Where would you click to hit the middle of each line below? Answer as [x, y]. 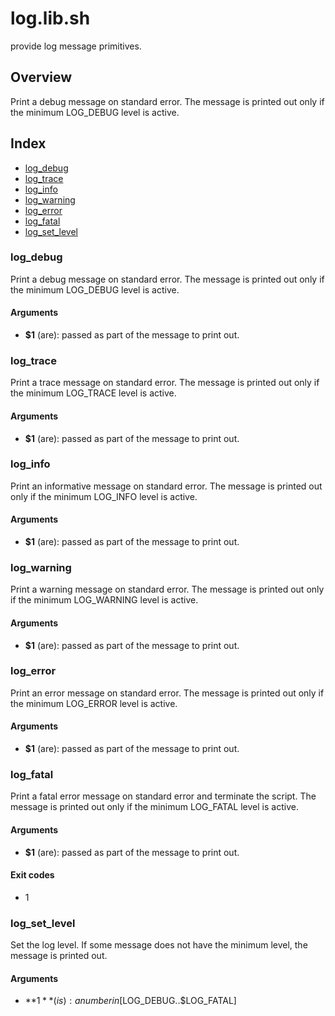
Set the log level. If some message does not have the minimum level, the [159, 945]
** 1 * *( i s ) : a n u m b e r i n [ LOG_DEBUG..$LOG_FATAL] [130, 1001]
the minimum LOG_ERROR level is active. [94, 703]
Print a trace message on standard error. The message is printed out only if [165, 383]
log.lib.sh [50, 18]
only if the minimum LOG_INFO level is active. [104, 496]
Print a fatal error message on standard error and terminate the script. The [163, 796]
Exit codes [32, 875]
